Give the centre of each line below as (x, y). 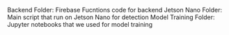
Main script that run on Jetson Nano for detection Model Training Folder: (111, 17)
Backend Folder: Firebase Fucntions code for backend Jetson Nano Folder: (115, 10)
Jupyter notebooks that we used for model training (80, 24)
